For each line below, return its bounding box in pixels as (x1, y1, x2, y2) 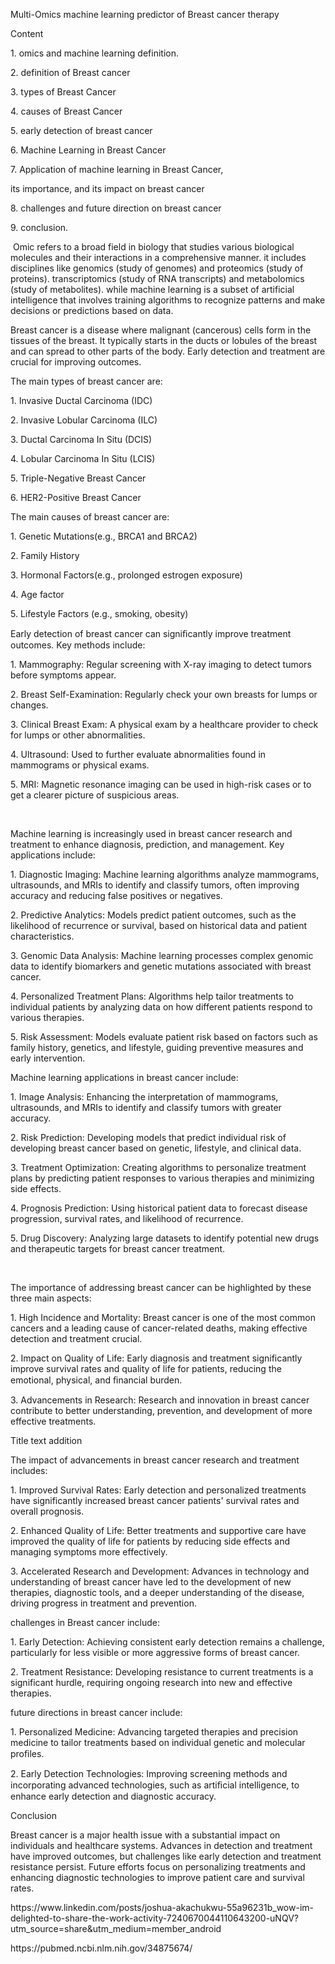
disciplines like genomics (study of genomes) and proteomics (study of (10, 262, 304, 274)
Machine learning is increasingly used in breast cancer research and (10, 828, 293, 839)
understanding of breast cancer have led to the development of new (10, 1576, 292, 1588)
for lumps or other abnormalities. (10, 729, 146, 741)
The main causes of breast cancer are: (10, 511, 170, 523)
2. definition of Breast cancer (10, 67, 131, 78)
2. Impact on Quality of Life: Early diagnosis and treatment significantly (10, 1352, 303, 1364)
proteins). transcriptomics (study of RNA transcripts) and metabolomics (10, 273, 305, 284)
